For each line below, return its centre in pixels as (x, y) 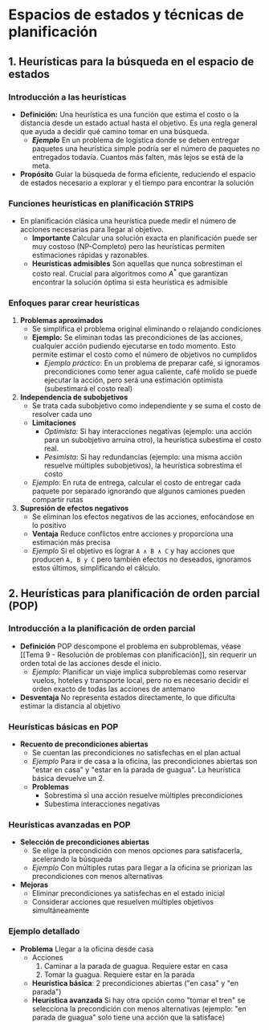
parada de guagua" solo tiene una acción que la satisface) (128, 1017)
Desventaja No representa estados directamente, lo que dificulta (127, 697)
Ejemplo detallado (44, 931)
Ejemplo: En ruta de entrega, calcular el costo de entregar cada (137, 483)
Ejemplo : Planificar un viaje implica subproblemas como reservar (139, 672)
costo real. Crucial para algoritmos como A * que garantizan (130, 273)
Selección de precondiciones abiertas (85, 842)
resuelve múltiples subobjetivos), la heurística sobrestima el (143, 466)
